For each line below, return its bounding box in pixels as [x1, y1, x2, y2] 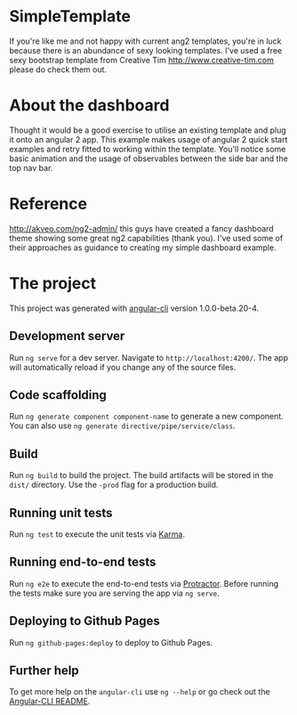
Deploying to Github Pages [9, 613, 160, 629]
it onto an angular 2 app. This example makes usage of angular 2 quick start [9, 134, 288, 144]
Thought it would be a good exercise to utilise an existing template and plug [9, 125, 286, 135]
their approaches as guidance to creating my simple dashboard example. [9, 242, 277, 253]
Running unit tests [9, 505, 113, 520]
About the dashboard [9, 95, 170, 116]
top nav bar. [9, 162, 53, 173]
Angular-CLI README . [9, 696, 91, 707]
